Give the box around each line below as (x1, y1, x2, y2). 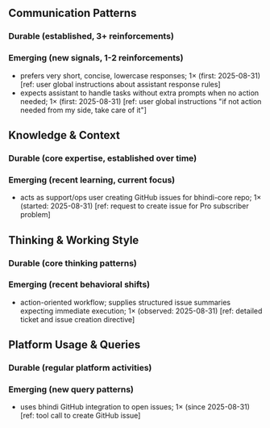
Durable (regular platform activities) (8, 363, 152, 374)
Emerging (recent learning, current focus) (8, 174, 176, 185)
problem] (19, 210, 51, 220)
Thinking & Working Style (8, 233, 139, 247)
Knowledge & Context (8, 128, 121, 142)
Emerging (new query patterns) (8, 384, 135, 395)
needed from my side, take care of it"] (19, 105, 147, 115)
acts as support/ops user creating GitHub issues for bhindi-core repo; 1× (19, 193, 262, 203)
